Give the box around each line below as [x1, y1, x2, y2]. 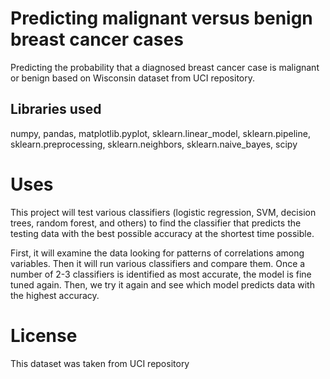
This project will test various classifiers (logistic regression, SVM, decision [10, 206, 317, 218]
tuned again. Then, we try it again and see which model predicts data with [10, 278, 315, 291]
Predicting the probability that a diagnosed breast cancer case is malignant [10, 61, 320, 73]
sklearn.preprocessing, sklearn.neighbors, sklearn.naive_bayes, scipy [10, 138, 298, 150]
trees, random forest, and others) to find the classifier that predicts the [10, 217, 302, 229]
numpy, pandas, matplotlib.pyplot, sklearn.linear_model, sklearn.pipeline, [10, 127, 311, 139]
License [10, 324, 78, 347]
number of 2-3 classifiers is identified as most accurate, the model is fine [10, 268, 312, 280]
